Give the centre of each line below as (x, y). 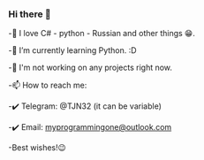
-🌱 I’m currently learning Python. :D (73, 50)
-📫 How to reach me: (48, 85)
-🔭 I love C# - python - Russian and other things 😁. (102, 34)
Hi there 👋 (30, 14)
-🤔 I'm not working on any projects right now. (91, 68)
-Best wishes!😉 (38, 148)
